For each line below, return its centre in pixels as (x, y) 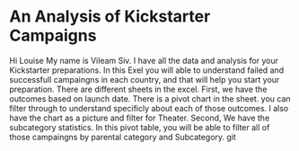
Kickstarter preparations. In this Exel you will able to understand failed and (147, 70)
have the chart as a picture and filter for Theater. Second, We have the (140, 118)
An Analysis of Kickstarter (110, 17)
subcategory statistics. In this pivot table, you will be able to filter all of (140, 127)
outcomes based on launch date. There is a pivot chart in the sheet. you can (150, 98)
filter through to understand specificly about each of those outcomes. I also (149, 108)
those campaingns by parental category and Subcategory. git (123, 137)
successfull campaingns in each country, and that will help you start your (145, 79)
